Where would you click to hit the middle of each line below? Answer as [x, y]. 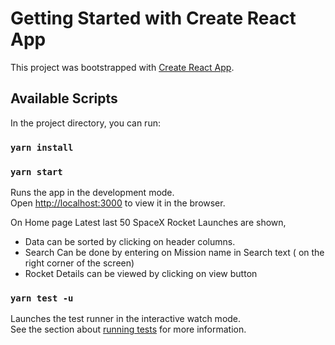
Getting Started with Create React [153, 18]
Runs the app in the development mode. [92, 192]
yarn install [42, 147]
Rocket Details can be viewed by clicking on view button [141, 273]
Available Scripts [64, 98]
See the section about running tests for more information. [128, 329]
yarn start [36, 171]
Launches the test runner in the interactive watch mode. [126, 319]
